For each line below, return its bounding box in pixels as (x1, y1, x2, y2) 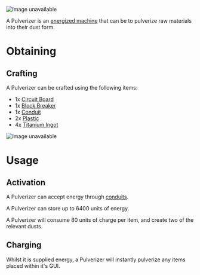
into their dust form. (6, 24, 55, 30)
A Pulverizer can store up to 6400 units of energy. (6, 205, 130, 212)
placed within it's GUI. (6, 262, 60, 269)
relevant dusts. (6, 223, 43, 230)
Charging (6, 240, 42, 250)
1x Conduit (14, 108, 41, 115)
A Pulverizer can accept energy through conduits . (6, 193, 129, 200)
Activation (6, 177, 46, 188)
